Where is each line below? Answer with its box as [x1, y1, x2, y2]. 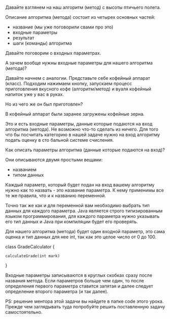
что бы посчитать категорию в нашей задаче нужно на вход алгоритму [5, 132, 160, 138]
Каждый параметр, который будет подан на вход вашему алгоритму [5, 182, 155, 187]
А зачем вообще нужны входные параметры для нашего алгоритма [5, 60, 153, 66]
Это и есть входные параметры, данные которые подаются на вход [5, 121, 153, 126]
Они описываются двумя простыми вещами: [5, 157, 103, 163]
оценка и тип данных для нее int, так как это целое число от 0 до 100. [5, 234, 157, 240]
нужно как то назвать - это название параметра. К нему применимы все [5, 187, 164, 193]
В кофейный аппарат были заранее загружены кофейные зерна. [5, 111, 145, 117]
